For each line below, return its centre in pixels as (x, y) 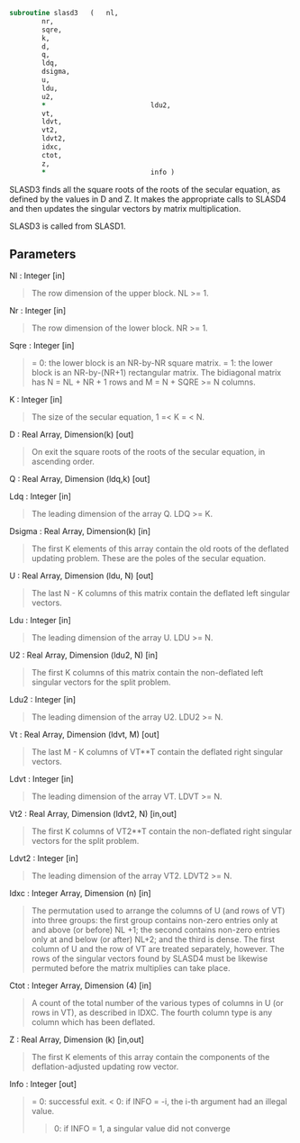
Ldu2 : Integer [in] (43, 700)
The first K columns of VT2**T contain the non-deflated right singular (162, 831)
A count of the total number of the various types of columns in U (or (157, 1003)
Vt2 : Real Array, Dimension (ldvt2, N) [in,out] (93, 814)
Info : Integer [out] (43, 1084)
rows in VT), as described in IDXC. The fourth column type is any (152, 1012)
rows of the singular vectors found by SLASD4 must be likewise (150, 958)
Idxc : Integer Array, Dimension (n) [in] (80, 894)
